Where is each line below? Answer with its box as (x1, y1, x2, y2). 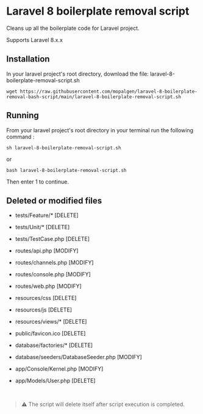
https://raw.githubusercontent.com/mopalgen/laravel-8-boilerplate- (20, 88, 198, 95)
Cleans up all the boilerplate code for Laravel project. (6, 24, 140, 32)
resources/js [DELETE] (15, 306, 72, 313)
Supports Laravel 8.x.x (6, 36, 63, 43)
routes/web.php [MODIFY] (15, 282, 82, 290)
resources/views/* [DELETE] (15, 318, 87, 326)
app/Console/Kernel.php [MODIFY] (15, 365, 104, 373)
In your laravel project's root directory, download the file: (6, 70, 149, 77)
